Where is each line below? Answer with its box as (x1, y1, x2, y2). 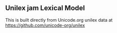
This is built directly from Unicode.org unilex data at (5, 17, 113, 23)
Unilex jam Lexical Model (5, 4, 85, 12)
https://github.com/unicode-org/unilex (5, 22, 85, 28)
